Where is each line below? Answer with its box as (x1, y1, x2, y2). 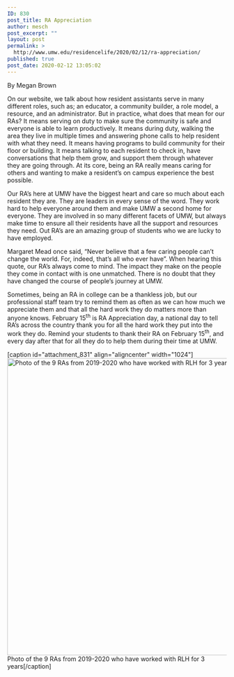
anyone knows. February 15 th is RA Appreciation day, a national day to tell (7, 312, 218, 322)
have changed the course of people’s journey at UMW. (7, 276, 164, 285)
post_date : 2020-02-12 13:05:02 (7, 62, 101, 69)
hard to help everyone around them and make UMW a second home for (7, 204, 212, 212)
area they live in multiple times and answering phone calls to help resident (7, 132, 220, 140)
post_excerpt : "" (7, 29, 58, 37)
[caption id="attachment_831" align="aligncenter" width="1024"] (7, 350, 194, 358)
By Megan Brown (7, 81, 57, 89)
